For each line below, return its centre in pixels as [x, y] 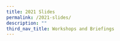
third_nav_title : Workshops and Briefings [60, 29]
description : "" [27, 23]
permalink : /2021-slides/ [39, 17]
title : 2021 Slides [31, 12]
